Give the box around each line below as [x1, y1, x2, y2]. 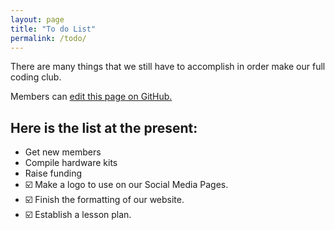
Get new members [24, 146, 102, 158]
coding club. [10, 71, 62, 83]
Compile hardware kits [24, 157, 118, 169]
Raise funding [24, 167, 83, 180]
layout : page [10, 14, 65, 25]
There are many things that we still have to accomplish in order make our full [10, 61, 326, 73]
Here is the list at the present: [10, 119, 198, 136]
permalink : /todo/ [10, 33, 87, 43]
